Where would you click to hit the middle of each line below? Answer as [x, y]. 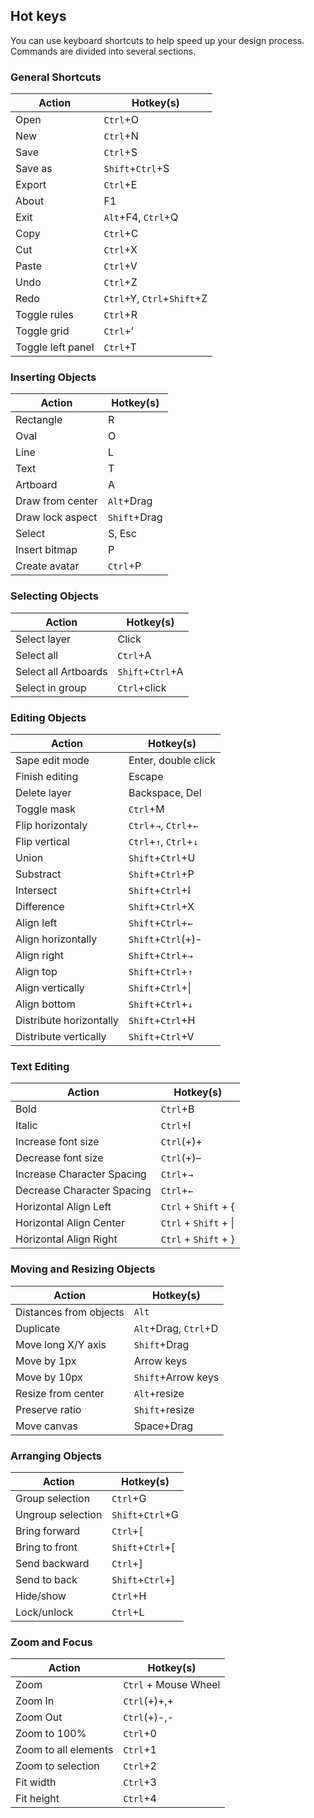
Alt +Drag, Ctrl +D [176, 1328]
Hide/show [41, 1596]
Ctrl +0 [140, 1734]
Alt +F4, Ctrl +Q [141, 217]
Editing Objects [48, 717]
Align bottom [45, 1004]
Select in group [51, 687]
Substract [38, 874]
